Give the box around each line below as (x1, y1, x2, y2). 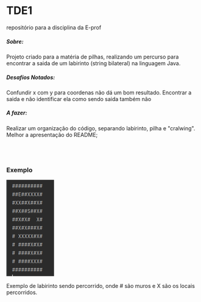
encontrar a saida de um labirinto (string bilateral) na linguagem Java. (6, 59, 181, 67)
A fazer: (6, 109, 27, 116)
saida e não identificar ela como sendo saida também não (6, 95, 152, 102)
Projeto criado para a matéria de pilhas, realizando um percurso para (6, 53, 179, 60)
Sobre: (6, 38, 24, 45)
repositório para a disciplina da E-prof (6, 24, 102, 31)
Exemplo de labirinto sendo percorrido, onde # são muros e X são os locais (6, 283, 195, 290)
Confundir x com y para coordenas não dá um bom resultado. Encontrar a (6, 89, 192, 96)
